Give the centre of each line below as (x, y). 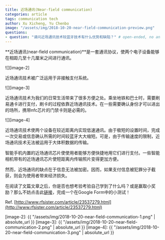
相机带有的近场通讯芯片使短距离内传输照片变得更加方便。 (63, 159)
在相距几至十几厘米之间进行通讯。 (40, 58)
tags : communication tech (31, 19)
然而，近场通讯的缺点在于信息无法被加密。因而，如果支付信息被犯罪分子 (78, 169)
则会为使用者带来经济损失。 (41, 176)
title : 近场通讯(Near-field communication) (49, 10)
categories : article (26, 14)
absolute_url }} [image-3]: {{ (34, 222)
